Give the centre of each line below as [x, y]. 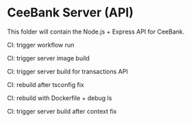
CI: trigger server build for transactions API [67, 71]
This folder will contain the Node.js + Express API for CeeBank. [96, 32]
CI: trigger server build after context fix [62, 111]
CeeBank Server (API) [71, 13]
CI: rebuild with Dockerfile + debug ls [60, 98]
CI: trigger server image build [49, 58]
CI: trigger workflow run [41, 45]
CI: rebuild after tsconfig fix [46, 84]
